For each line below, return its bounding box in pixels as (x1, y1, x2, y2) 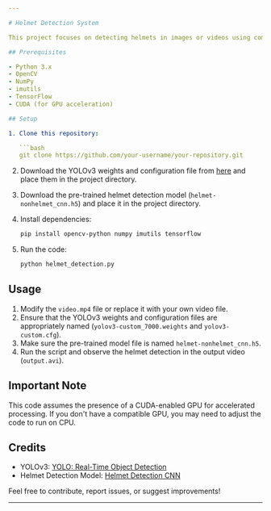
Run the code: (19, 245, 67, 254)
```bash (19, 144, 45, 152)
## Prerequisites (8, 48, 67, 57)
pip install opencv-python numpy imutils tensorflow (19, 230, 202, 238)
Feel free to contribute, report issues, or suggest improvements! (8, 486, 221, 496)
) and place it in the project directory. (77, 199, 202, 208)
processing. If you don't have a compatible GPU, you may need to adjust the (8, 408, 262, 418)
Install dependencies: (19, 215, 92, 224)
